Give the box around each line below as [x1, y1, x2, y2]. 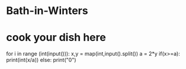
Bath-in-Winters [6, 4, 88, 18]
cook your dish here [6, 31, 107, 44]
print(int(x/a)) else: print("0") [6, 57, 76, 64]
